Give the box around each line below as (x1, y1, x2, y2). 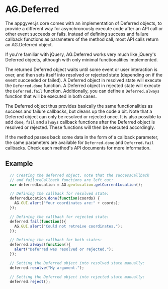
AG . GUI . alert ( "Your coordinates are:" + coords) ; (14, 200, 121, 206)
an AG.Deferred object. (5, 41, 53, 47)
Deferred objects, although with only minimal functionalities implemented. (5, 56, 158, 62)
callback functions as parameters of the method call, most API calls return (5, 36, 159, 42)
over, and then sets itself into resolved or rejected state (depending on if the (5, 71, 162, 78)
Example (5, 160, 33, 168)
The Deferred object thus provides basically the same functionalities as (5, 103, 153, 109)
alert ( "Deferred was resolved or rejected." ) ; (14, 247, 114, 252)
